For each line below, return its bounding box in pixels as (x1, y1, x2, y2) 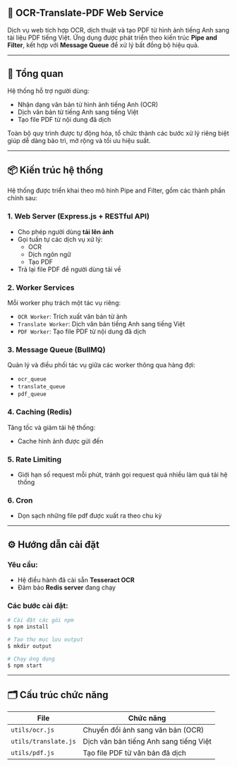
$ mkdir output (7, 642, 52, 649)
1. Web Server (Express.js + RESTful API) (7, 211, 150, 221)
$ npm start (7, 662, 42, 669)
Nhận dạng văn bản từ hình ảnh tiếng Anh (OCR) (17, 100, 159, 109)
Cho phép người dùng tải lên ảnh (17, 227, 114, 236)
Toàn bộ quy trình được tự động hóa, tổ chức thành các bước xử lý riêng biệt (7, 128, 229, 137)
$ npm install (7, 623, 49, 631)
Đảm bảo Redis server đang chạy (17, 583, 116, 591)
